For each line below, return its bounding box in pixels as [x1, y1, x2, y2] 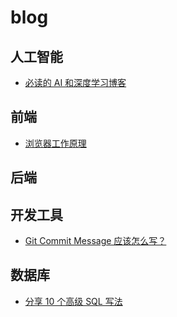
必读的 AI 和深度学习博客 [24, 77, 127, 88]
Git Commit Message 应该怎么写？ [24, 235, 167, 247]
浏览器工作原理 [24, 137, 87, 149]
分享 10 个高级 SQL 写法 [24, 295, 123, 307]
